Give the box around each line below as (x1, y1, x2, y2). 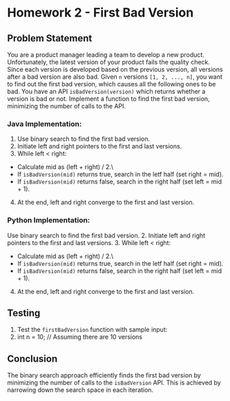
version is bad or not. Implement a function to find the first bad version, (7, 95, 210, 103)
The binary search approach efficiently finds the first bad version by (7, 371, 202, 380)
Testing (7, 307, 41, 319)
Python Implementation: (7, 215, 90, 225)
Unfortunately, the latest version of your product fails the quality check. (7, 58, 211, 66)
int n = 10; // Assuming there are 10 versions (17, 333, 143, 341)
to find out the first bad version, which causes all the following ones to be (7, 80, 216, 88)
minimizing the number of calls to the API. (7, 102, 126, 110)
